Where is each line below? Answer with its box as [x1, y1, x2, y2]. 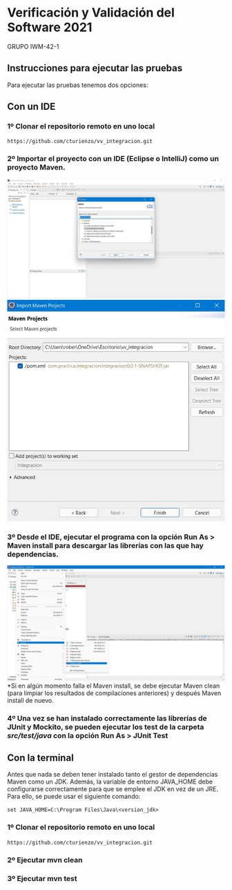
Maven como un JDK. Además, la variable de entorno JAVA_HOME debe [7, 777, 213, 786]
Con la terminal [7, 752, 74, 764]
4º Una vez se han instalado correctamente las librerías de [7, 713, 207, 723]
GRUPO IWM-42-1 [7, 42, 59, 50]
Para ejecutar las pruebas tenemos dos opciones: [7, 81, 148, 89]
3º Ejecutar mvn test [7, 873, 77, 883]
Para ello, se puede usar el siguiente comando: [7, 793, 141, 801]
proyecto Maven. [7, 162, 66, 172]
